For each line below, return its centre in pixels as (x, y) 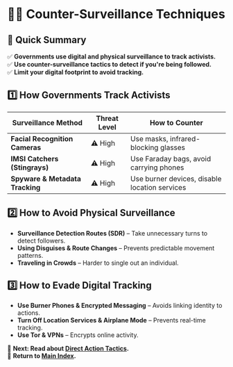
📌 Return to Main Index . (42, 356)
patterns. (30, 255)
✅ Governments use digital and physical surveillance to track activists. (112, 56)
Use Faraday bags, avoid (171, 158)
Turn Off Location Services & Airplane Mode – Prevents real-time (111, 320)
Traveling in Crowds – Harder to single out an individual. (98, 263)
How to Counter (176, 122)
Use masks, (149, 138)
